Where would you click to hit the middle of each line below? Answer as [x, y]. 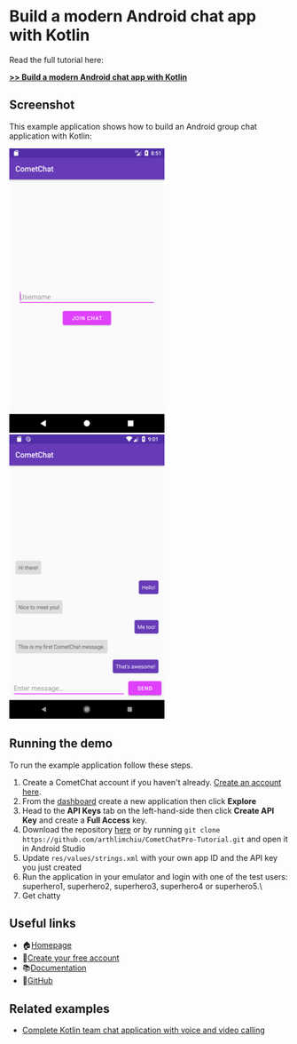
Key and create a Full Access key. [85, 820]
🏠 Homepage [47, 945]
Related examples [59, 1009]
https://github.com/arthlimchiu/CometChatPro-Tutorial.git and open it [155, 839]
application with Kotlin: [51, 136]
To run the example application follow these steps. [101, 765]
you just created [51, 867]
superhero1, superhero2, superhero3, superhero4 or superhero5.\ [142, 886]
